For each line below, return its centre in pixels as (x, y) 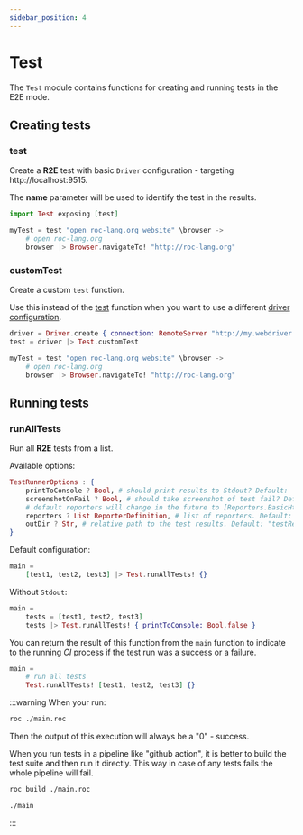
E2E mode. (29, 96)
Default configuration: (50, 550)
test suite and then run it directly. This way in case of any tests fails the (141, 764)
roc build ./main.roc (50, 790)
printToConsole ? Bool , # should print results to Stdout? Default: (157, 491)
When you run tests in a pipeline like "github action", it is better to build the (148, 754)
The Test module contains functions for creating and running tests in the (144, 87)
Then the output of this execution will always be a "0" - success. (129, 737)
